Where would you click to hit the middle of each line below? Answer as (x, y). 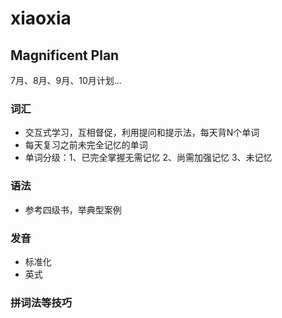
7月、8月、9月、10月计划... (66, 80)
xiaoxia (41, 18)
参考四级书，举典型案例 (73, 209)
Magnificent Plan (65, 55)
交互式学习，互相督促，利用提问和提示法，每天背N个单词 (142, 133)
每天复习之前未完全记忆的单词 (86, 145)
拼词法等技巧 (41, 302)
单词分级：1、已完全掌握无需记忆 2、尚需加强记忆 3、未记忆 (148, 158)
